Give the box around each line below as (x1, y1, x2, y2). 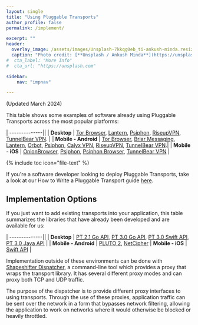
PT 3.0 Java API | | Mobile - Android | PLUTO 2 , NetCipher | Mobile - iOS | (6, 240, 187, 247)
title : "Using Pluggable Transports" (6, 14, 99, 20)
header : (6, 41, 25, 47)
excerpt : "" (6, 36, 35, 42)
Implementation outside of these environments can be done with (6, 257, 163, 264)
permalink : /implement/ (6, 25, 65, 31)
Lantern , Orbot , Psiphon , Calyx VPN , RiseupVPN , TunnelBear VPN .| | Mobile (6, 142, 191, 149)
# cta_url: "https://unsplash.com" (6, 63, 96, 69)
